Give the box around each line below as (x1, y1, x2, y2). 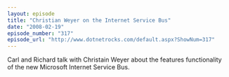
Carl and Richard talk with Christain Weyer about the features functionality (7, 55, 223, 64)
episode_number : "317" (7, 29, 74, 37)
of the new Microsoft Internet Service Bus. (7, 63, 130, 71)
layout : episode (7, 10, 55, 17)
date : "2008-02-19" (7, 23, 65, 30)
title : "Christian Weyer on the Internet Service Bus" (7, 17, 171, 24)
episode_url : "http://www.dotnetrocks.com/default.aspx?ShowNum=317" (7, 36, 216, 43)
